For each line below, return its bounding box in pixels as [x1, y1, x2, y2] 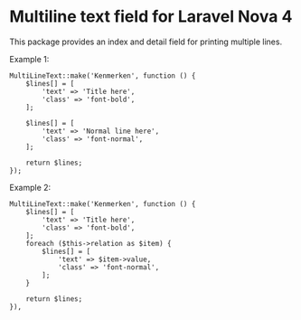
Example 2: [9, 182, 52, 193]
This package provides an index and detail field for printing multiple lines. [9, 36, 283, 47]
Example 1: [9, 53, 50, 64]
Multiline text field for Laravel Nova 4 [9, 6, 293, 27]
